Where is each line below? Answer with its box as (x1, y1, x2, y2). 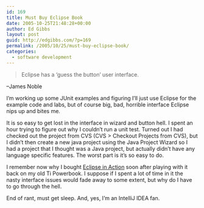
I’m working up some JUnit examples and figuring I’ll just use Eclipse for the (6, 94, 197, 102)
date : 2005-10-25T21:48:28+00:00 (6, 20, 91, 26)
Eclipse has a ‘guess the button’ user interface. (21, 71, 139, 78)
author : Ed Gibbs (6, 26, 51, 32)
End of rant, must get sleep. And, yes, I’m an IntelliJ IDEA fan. (6, 194, 160, 201)
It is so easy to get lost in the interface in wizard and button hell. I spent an (6, 119, 193, 127)
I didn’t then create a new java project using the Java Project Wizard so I (6, 138, 188, 146)
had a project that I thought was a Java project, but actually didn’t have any (6, 145, 195, 152)
